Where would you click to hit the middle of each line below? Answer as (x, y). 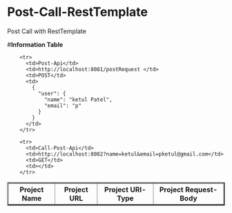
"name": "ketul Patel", (78, 100)
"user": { (52, 93)
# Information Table (35, 44)
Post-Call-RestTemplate (78, 12)
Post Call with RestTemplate (47, 31)
